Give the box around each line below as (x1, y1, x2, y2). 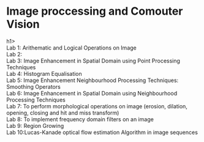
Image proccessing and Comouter (6, 4, 183, 18)
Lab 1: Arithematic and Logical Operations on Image (6, 44, 137, 51)
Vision (6, 17, 40, 31)
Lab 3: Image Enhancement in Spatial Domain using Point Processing (6, 57, 181, 64)
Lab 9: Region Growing (6, 122, 64, 129)
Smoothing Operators (6, 83, 61, 90)
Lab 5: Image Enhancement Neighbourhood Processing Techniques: (6, 77, 179, 84)
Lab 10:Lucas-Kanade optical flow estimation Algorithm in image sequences (6, 129, 198, 136)
